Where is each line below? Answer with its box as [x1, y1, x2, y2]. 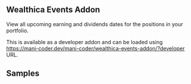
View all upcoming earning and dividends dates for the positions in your [6, 20, 184, 27]
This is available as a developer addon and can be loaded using [6, 38, 163, 45]
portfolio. [6, 27, 29, 34]
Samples [6, 69, 40, 79]
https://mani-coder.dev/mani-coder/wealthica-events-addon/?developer [6, 45, 185, 52]
